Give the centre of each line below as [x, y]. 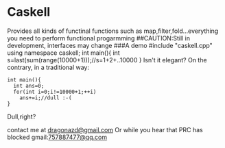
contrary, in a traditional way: [48, 67]
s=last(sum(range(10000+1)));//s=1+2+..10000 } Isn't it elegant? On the [107, 60]
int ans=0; [29, 86]
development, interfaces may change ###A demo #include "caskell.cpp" [110, 45]
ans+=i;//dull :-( [46, 98]
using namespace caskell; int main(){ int [63, 53]
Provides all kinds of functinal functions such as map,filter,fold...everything [113, 31]
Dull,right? [22, 116]
